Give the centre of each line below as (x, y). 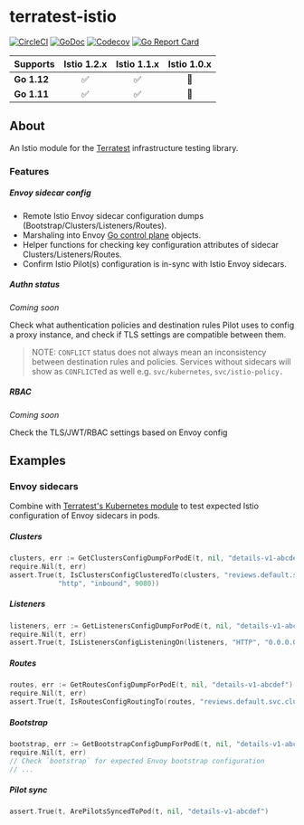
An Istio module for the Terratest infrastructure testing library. (124, 147)
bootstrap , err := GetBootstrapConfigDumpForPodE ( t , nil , (121, 744)
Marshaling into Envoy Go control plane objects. (112, 235)
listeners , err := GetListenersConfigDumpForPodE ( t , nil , (121, 626)
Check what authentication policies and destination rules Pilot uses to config (152, 325)
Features (29, 171)
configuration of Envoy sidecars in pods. (85, 516)
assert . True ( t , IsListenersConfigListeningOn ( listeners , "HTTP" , (135, 643)
